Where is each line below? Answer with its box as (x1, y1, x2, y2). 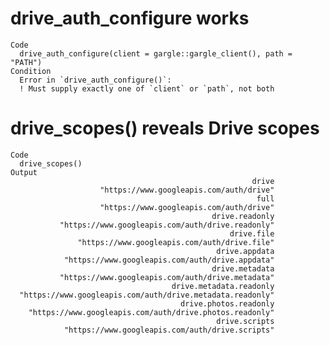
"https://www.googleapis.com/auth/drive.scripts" (63, 325, 275, 335)
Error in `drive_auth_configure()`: (19, 75, 172, 85)
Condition (10, 66, 52, 76)
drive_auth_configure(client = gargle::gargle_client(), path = (19, 48, 293, 59)
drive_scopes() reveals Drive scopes (10, 117, 320, 140)
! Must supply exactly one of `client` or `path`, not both (19, 83, 275, 94)
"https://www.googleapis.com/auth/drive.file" (77, 237, 275, 247)
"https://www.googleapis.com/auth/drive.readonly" (59, 220, 275, 230)
